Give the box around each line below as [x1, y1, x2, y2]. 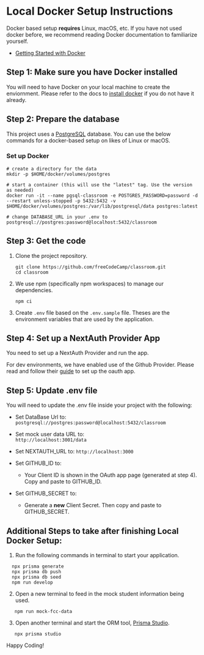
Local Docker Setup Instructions [6, 4, 173, 18]
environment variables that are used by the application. [15, 315, 155, 323]
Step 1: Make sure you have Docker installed [6, 67, 178, 78]
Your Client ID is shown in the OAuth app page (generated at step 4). [24, 472, 197, 479]
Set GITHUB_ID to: [15, 459, 62, 467]
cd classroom [15, 269, 49, 276]
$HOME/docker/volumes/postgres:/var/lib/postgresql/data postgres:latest [6, 203, 199, 209]
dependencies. [15, 286, 53, 294]
